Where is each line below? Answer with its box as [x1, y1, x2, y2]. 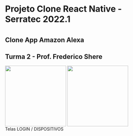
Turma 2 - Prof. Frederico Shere [5, 52, 103, 61]
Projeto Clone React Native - [5, 3, 122, 15]
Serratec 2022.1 [5, 14, 71, 25]
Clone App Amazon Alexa [5, 36, 84, 44]
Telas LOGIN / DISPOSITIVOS [5, 126, 64, 132]
